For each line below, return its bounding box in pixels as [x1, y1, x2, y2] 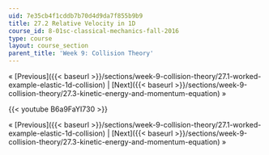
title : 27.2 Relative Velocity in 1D [8, 19, 136, 27]
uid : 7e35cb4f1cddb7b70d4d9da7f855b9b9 [8, 11, 143, 20]
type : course [8, 34, 53, 43]
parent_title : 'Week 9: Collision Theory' [8, 49, 154, 57]
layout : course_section [8, 42, 89, 50]
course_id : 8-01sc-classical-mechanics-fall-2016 [8, 27, 180, 35]
